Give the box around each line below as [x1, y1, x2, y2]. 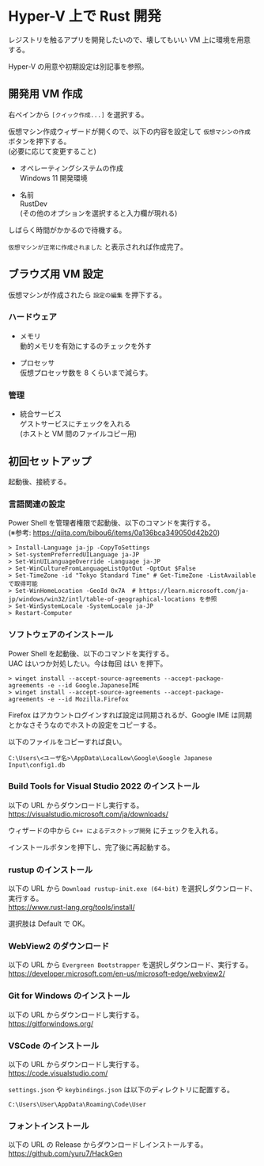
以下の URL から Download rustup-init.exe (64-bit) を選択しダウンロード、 [8, 884, 257, 893]
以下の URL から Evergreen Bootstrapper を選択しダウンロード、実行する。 [8, 960, 253, 969]
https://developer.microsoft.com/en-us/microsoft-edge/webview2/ [8, 969, 225, 979]
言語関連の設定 [8, 499, 66, 510]
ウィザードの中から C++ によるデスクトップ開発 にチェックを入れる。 [8, 825, 223, 835]
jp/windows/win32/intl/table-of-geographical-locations [8, 595, 196, 603]
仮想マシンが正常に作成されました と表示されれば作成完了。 [8, 242, 188, 251]
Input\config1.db [8, 761, 66, 769]
